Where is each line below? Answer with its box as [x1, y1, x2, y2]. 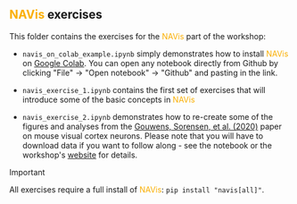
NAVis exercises [9, 7, 103, 22]
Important [9, 166, 45, 177]
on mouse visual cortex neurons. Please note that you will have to [21, 130, 264, 141]
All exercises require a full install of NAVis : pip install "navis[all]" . [9, 183, 265, 195]
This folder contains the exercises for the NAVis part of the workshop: [9, 30, 266, 41]
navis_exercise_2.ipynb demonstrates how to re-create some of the [21, 111, 274, 122]
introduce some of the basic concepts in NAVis [21, 94, 195, 105]
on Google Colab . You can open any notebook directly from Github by [21, 57, 279, 68]
